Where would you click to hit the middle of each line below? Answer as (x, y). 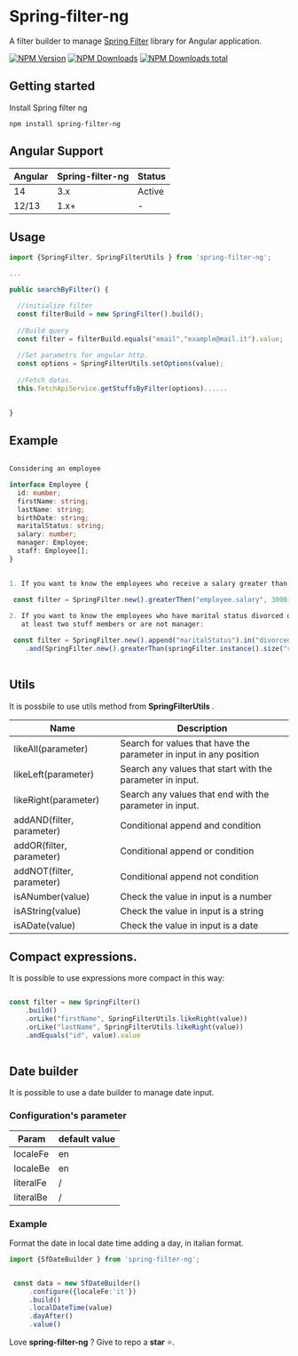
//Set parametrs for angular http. (83, 356)
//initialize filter (55, 306)
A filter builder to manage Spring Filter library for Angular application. (135, 41)
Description (202, 728)
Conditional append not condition (189, 876)
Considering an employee (55, 469)
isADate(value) (45, 925)
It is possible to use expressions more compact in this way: (117, 978)
